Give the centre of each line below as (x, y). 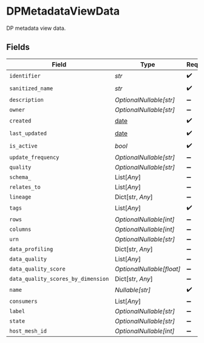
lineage (20, 197)
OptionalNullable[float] (148, 269)
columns (20, 229)
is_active (23, 146)
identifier (25, 76)
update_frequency (34, 157)
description (27, 100)
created (20, 121)
